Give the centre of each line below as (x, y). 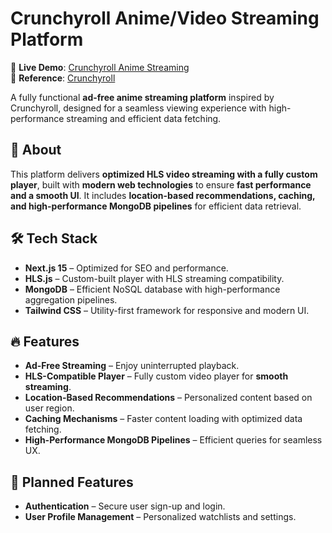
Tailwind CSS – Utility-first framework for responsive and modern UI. (167, 310)
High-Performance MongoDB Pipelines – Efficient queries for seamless (173, 440)
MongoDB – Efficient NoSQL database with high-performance (152, 289)
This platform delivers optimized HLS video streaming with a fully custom (164, 174)
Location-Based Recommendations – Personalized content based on (168, 398)
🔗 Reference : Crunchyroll (63, 78)
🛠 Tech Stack (54, 238)
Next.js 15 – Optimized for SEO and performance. (126, 268)
